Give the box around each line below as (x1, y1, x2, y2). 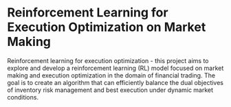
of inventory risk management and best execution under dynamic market (7, 86, 214, 94)
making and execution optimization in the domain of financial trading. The (7, 71, 215, 80)
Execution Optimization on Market (7, 19, 206, 35)
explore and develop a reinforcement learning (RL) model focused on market (7, 64, 224, 72)
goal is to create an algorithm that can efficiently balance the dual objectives (7, 78, 224, 86)
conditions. (7, 93, 39, 101)
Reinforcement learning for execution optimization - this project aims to (7, 56, 209, 64)
